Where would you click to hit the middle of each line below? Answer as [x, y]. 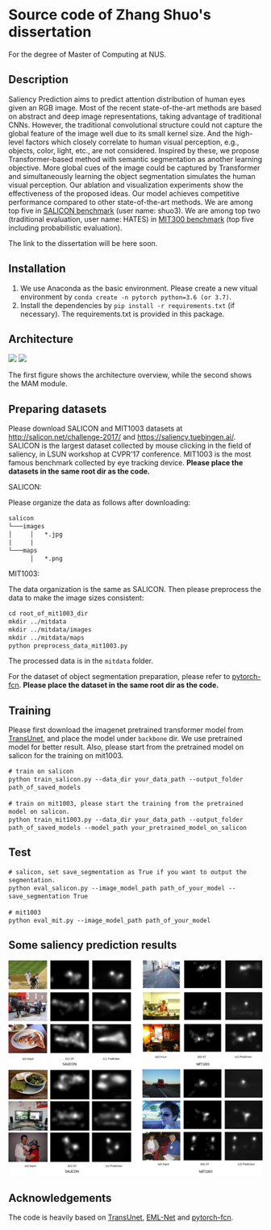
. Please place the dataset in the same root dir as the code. [119, 685]
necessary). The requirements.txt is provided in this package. [122, 314]
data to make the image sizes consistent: [76, 598]
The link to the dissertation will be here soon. [83, 243]
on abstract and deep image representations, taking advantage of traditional [135, 116]
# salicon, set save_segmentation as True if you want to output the [128, 872]
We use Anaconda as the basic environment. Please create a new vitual [139, 288]
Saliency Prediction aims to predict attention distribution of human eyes [127, 99]
